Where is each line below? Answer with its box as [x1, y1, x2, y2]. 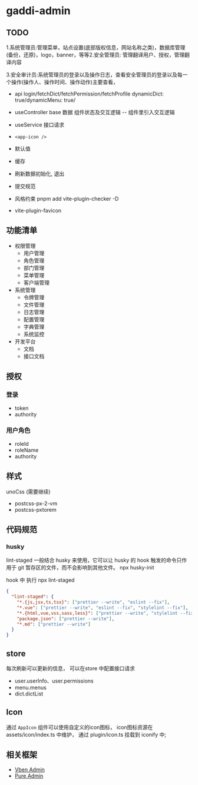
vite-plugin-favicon [14, 207, 62, 214]
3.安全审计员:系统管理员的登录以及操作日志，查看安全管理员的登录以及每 [6, 71, 183, 78]
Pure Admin [14, 772, 44, 779]
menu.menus [14, 684, 47, 691]
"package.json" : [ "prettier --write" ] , [16, 615, 115, 622]
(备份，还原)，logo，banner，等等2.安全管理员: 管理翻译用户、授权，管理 [6, 51, 185, 58]
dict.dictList [14, 690, 44, 697]
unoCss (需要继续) [6, 488, 51, 495]
